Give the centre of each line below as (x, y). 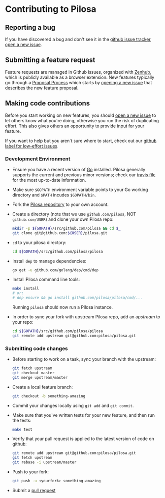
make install (26, 289)
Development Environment (38, 158)
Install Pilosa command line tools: (46, 279)
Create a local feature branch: (42, 387)
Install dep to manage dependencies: (49, 261)
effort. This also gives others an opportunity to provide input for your (75, 126)
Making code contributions (48, 103)
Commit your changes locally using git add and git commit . (73, 405)
